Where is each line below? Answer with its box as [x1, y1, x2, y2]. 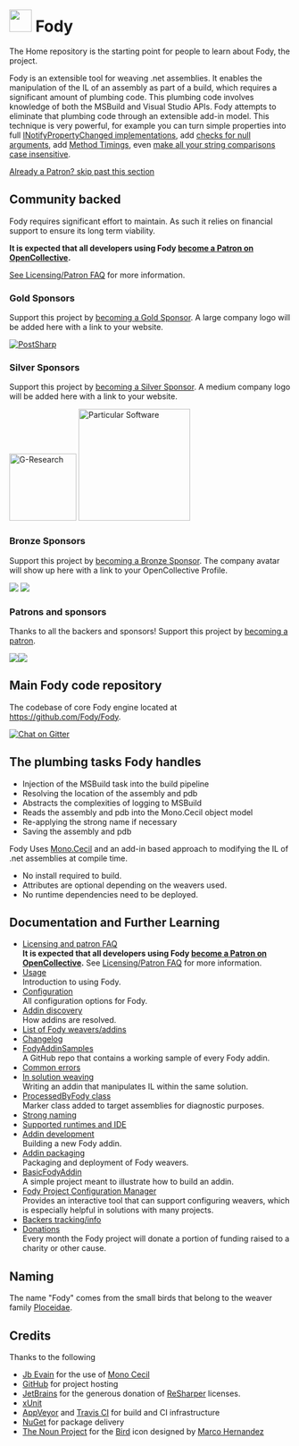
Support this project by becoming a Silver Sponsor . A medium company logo [9, 381, 291, 393]
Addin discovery [21, 1005, 83, 1016]
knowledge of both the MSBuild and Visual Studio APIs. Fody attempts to [9, 101, 277, 112]
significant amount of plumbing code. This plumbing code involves [9, 91, 254, 102]
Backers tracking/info [21, 1214, 102, 1225]
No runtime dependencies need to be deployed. [21, 889, 199, 899]
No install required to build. [21, 870, 122, 880]
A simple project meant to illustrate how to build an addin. [21, 1177, 235, 1187]
